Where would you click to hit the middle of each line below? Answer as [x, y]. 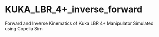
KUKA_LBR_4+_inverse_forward [74, 9]
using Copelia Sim [24, 28]
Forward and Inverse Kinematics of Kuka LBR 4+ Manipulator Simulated [79, 23]
